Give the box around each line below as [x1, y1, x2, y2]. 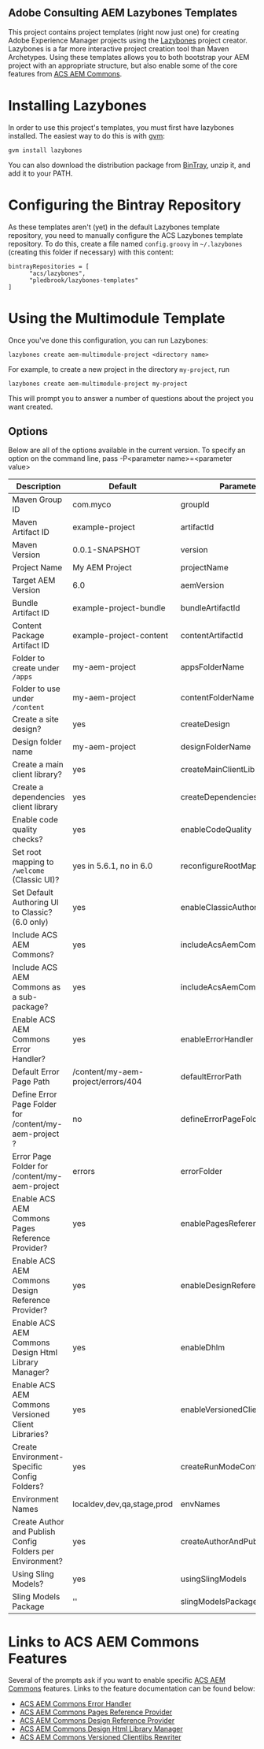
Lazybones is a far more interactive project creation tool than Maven [8, 43, 229, 54]
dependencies [12, 792, 65, 803]
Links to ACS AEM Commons [8, 1632, 200, 1651]
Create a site [12, 714, 59, 725]
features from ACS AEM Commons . [8, 69, 123, 78]
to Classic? [12, 907, 53, 918]
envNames [180, 1498, 221, 1509]
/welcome [12, 867, 45, 875]
